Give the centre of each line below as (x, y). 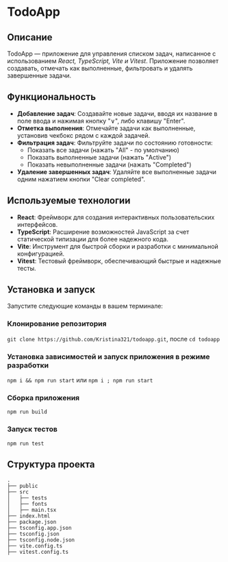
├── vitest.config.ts (38, 552)
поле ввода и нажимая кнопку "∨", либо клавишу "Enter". (101, 121)
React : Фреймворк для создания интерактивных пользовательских (116, 217)
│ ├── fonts (27, 504)
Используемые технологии (69, 200)
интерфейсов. (37, 224)
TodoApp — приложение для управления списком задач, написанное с (112, 53)
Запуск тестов (33, 429)
